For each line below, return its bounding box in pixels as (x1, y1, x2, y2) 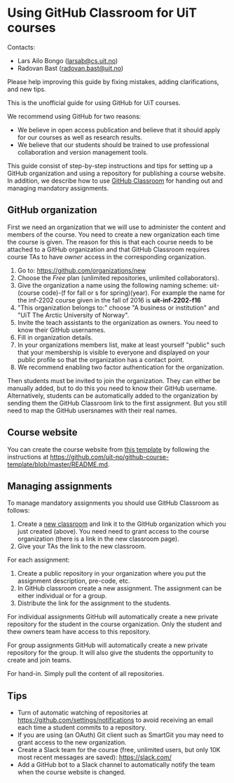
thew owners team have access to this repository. (7, 628, 151, 636)
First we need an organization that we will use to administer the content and (7, 223, 226, 231)
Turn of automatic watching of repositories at (17, 709, 149, 717)
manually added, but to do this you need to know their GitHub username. (7, 384, 217, 392)
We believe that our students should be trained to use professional (17, 140, 209, 148)
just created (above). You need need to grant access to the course (17, 527, 209, 536)
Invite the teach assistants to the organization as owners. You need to (17, 318, 219, 326)
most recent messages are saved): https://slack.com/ (17, 753, 172, 761)
